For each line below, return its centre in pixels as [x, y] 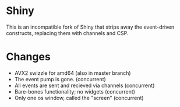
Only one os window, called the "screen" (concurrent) [79, 98]
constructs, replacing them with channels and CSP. [67, 33]
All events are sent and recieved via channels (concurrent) [84, 85]
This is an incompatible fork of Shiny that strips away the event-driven [90, 27]
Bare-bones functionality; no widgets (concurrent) [75, 91]
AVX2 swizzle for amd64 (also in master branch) [73, 73]
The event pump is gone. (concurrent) [60, 79]
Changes [28, 57]
